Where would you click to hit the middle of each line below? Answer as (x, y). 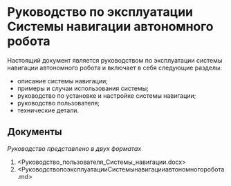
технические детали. (48, 110)
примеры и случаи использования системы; (83, 88)
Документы (35, 132)
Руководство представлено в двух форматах (74, 148)
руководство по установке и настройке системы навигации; (107, 95)
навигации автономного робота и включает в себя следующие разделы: (115, 68)
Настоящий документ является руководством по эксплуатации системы (115, 60)
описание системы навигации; (63, 81)
